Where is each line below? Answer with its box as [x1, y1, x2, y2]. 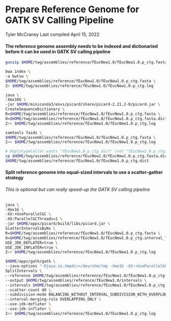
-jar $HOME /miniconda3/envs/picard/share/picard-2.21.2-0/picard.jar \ [5, 102, 160, 107]
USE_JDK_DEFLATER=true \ [5, 240, 58, 245]
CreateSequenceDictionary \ [5, 107, 65, 112]
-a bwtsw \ [5, 73, 28, 79]
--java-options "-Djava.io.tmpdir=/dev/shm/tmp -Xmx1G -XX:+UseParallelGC [5, 264, 167, 269]
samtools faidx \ [5, 130, 42, 135]
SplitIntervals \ [5, 268, 42, 274]
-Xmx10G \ [5, 97, 26, 103]
